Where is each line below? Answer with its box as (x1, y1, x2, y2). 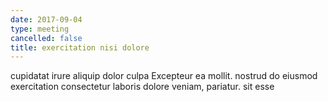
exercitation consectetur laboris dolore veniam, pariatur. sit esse (10, 81, 275, 93)
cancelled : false (10, 33, 83, 43)
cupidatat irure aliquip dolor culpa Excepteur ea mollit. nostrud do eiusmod (10, 70, 318, 82)
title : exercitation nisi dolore (10, 42, 150, 53)
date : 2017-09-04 (10, 14, 83, 25)
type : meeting (10, 24, 70, 34)
